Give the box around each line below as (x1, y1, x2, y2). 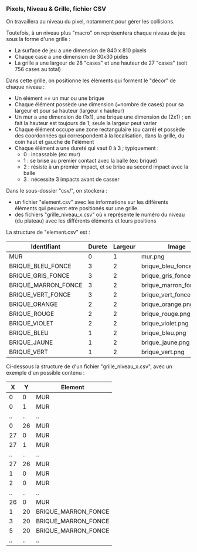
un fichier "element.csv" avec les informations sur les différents (14, 198, 169, 206)
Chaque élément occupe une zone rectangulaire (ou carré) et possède (14, 126, 185, 133)
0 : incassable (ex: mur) (23, 151, 81, 158)
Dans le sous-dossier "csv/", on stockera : (6, 187, 108, 194)
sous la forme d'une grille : (6, 36, 71, 43)
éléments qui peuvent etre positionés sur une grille (14, 205, 138, 212)
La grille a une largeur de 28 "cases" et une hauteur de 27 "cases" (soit (14, 59, 188, 66)
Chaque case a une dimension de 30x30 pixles (14, 53, 128, 60)
